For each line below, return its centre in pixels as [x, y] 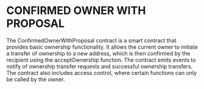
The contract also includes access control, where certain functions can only [102, 73]
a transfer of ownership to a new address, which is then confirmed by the [98, 53]
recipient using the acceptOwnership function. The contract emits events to [101, 60]
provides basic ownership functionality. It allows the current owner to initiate [102, 47]
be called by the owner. [36, 79]
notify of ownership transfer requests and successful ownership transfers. [100, 66]
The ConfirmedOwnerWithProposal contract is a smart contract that [91, 40]
